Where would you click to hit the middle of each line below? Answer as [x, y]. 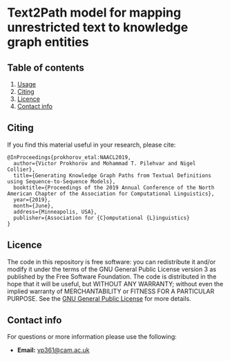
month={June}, [33, 205]
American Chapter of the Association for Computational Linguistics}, [111, 194]
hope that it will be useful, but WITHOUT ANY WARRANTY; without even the [115, 284]
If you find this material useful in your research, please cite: [92, 145]
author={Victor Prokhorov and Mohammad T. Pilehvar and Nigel [105, 163]
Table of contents [46, 67]
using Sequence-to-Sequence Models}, [61, 181]
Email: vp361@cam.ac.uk [53, 350]
